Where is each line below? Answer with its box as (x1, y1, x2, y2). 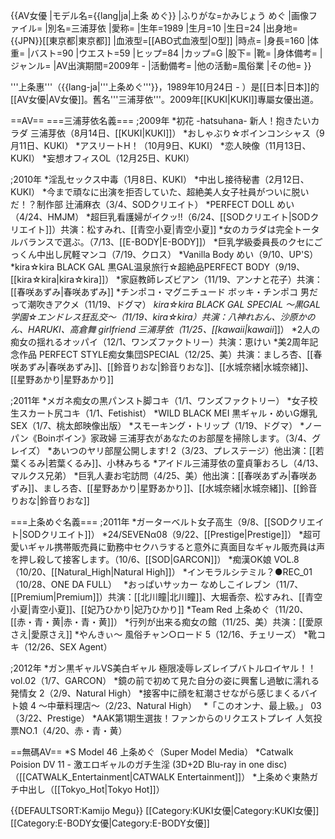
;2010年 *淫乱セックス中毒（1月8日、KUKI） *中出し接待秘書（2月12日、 (10, 174, 310, 185)
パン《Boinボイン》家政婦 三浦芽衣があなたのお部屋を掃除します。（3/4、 (10, 432, 313, 444)
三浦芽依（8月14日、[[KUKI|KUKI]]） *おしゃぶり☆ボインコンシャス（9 (29, 127, 325, 139)
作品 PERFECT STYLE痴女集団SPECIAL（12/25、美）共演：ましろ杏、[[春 (18, 349, 323, 360)
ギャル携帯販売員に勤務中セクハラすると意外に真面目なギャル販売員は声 (27, 541, 326, 553)
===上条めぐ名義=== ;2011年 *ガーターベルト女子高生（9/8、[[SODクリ (10, 516, 307, 528)
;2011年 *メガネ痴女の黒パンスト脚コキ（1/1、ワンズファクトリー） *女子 (10, 395, 310, 406)
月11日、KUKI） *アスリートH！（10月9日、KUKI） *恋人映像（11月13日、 (10, 140, 312, 151)
